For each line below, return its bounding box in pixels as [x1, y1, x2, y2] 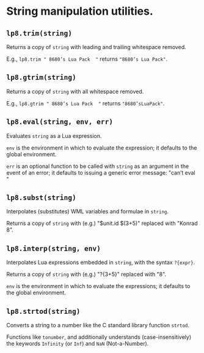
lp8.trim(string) [6, 29, 72, 37]
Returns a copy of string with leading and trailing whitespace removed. [6, 44, 186, 50]
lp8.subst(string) [6, 193, 76, 202]
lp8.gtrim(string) [6, 73, 76, 82]
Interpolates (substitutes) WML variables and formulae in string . [6, 208, 169, 215]
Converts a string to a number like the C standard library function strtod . [6, 322, 190, 329]
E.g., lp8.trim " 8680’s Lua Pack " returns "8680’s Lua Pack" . [6, 55, 168, 63]
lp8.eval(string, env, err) [6, 118, 114, 126]
